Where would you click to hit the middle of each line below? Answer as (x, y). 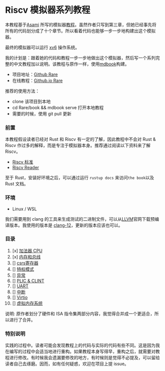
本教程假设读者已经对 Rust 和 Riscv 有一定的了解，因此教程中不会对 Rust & (81, 139)
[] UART (20, 286)
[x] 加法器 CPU (27, 251)
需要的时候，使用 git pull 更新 (42, 114)
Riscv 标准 (23, 162)
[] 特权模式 (23, 269)
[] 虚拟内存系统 (27, 303)
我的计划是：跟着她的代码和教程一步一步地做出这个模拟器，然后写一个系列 (80, 57)
